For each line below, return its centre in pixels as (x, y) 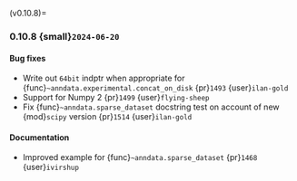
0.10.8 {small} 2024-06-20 (64, 36)
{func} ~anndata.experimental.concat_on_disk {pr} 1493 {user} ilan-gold (155, 88)
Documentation (40, 137)
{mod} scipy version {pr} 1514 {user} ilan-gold (107, 117)
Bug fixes (28, 58)
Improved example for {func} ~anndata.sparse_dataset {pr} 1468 (140, 157)
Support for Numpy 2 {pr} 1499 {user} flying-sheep (116, 98)
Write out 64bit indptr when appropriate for (104, 78)
